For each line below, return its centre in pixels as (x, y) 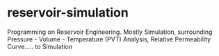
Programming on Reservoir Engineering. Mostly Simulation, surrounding (110, 32)
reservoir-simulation (68, 13)
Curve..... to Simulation (40, 46)
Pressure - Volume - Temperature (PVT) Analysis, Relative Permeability (109, 39)
